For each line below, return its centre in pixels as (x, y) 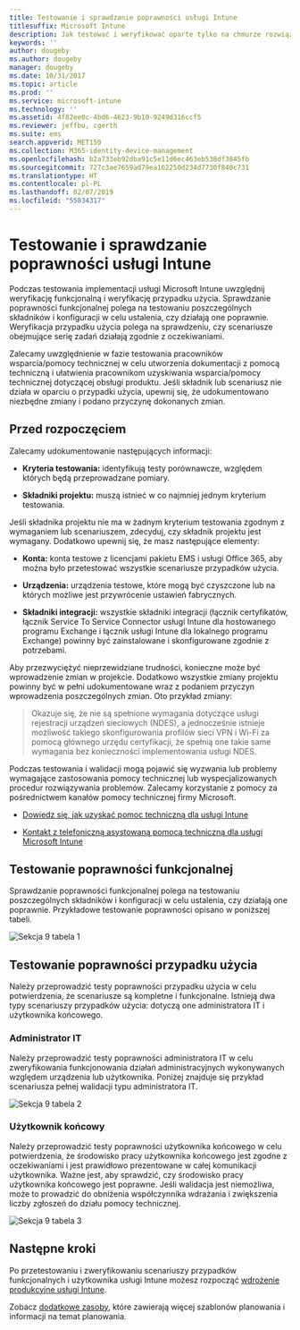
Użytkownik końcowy (57, 1127)
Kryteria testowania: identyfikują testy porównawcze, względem (142, 468)
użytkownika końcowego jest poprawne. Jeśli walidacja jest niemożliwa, (142, 1184)
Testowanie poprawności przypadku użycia (133, 964)
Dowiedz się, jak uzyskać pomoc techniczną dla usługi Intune (135, 814)
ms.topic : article (43, 84)
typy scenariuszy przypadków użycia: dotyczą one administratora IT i (137, 1006)
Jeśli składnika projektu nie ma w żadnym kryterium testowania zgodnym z (147, 522)
